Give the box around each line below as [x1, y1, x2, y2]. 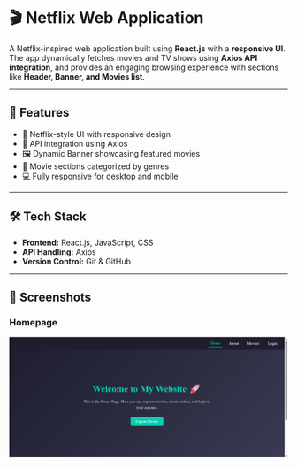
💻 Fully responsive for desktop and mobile [21, 171, 179, 181]
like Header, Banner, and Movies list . [9, 71, 146, 81]
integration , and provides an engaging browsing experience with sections [9, 62, 279, 73]
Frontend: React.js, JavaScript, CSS [21, 237, 154, 248]
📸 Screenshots [9, 289, 92, 304]
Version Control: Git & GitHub [21, 256, 131, 266]
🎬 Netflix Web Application [9, 8, 204, 28]
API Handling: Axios [21, 246, 96, 257]
